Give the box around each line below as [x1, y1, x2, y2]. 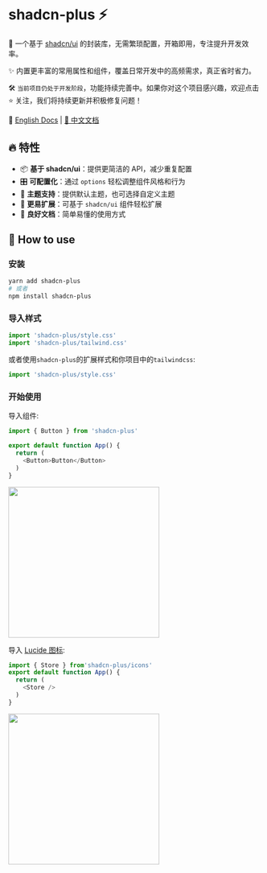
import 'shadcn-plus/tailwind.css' [8, 339, 128, 348]
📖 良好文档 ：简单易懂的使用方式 [19, 209, 126, 219]
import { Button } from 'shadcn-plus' [8, 427, 138, 435]
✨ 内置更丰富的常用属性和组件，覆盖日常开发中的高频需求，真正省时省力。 [8, 65, 256, 76]
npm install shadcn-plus [8, 292, 92, 301]
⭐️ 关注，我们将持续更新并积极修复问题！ [8, 95, 142, 105]
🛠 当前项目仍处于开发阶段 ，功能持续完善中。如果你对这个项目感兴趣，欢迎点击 [8, 83, 260, 93]
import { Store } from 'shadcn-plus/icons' [8, 661, 153, 669]
